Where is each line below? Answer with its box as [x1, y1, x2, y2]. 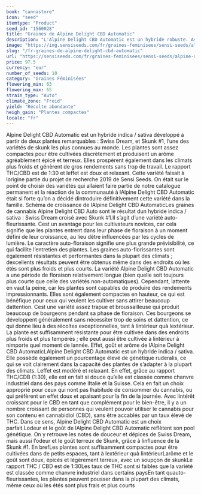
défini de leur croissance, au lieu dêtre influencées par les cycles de [6, 233, 175, 241]
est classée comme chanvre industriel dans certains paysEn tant [6, 469, 166, 476]
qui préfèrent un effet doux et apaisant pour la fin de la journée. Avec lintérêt [6, 392, 195, 400]
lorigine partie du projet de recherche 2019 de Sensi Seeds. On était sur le [6, 176, 189, 183]
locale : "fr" [6, 115, 39, 121]
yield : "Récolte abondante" [6, 103, 77, 110]
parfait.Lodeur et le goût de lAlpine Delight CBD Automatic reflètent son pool [6, 424, 195, 432]
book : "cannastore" [6, 8, 55, 15]
